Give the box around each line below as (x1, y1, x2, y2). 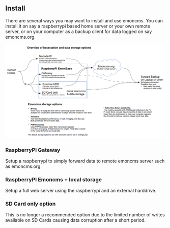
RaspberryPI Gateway (5, 146, 61, 153)
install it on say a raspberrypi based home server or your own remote (5, 23, 151, 29)
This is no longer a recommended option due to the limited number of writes (5, 212, 165, 218)
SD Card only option (5, 201, 56, 208)
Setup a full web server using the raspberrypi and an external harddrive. (5, 188, 157, 194)
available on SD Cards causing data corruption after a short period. (5, 217, 146, 223)
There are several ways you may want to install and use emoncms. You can (5, 17, 163, 23)
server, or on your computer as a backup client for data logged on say (5, 28, 152, 35)
